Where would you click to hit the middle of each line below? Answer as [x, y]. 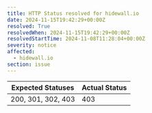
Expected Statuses [43, 88]
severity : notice [32, 45]
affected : [21, 52]
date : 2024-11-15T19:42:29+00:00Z [56, 20]
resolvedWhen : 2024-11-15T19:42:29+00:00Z [68, 33]
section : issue [29, 64]
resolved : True [29, 26]
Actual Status [104, 88]
